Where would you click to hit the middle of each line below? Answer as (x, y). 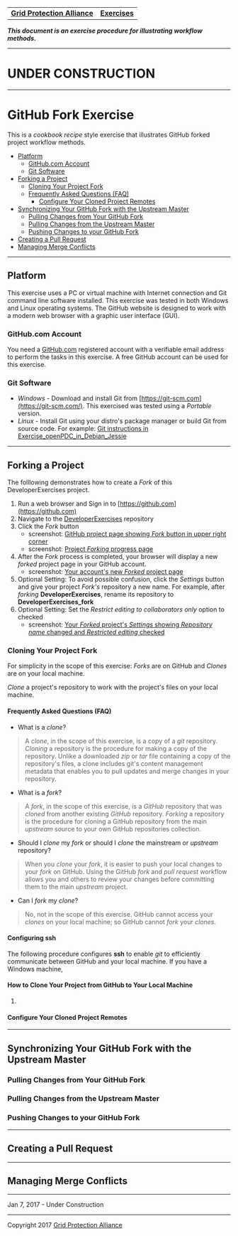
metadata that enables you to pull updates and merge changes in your (127, 771)
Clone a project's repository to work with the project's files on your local (113, 687)
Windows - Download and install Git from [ (79, 398)
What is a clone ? (42, 727)
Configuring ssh (32, 938)
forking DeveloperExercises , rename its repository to (96, 595)
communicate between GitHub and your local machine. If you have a (107, 961)
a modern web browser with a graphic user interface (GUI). (93, 315)
